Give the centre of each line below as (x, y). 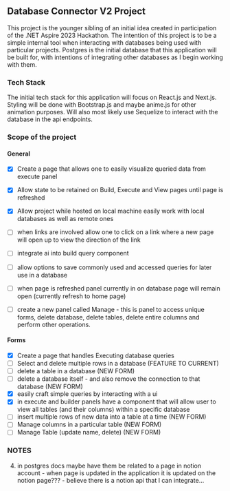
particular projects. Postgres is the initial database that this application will (112, 50)
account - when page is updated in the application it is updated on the (116, 473)
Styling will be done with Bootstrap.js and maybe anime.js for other (102, 105)
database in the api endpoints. (50, 119)
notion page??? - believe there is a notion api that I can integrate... (111, 480)
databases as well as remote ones (65, 219)
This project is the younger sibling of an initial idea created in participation (112, 28)
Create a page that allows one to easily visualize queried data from (111, 169)
